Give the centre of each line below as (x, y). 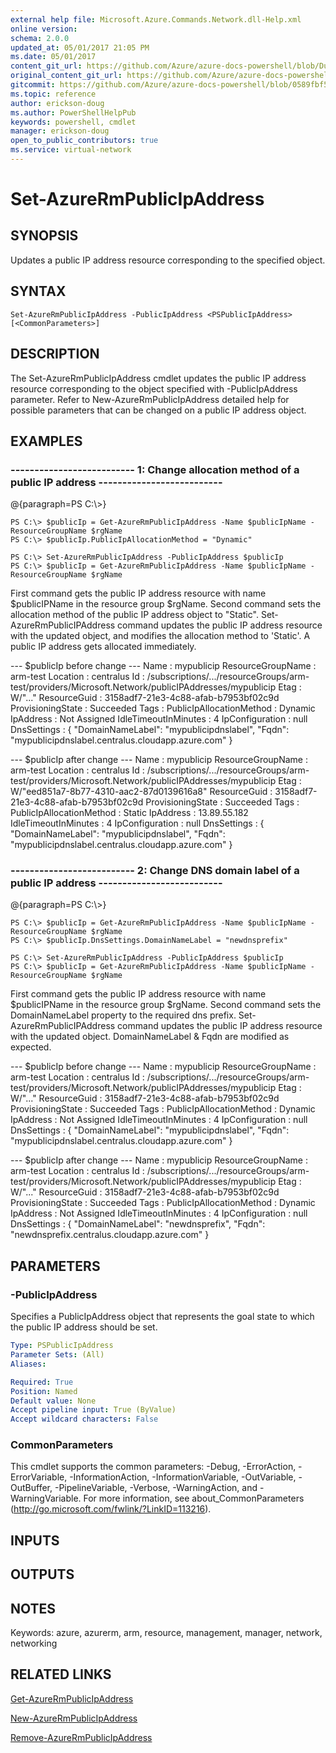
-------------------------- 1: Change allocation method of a (155, 469)
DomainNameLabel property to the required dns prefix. (123, 1015)
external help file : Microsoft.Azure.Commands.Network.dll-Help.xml (156, 19)
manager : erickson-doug (60, 131)
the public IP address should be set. (84, 1327)
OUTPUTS (42, 1574)
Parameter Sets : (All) (57, 1355)
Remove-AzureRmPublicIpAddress (81, 1737)
